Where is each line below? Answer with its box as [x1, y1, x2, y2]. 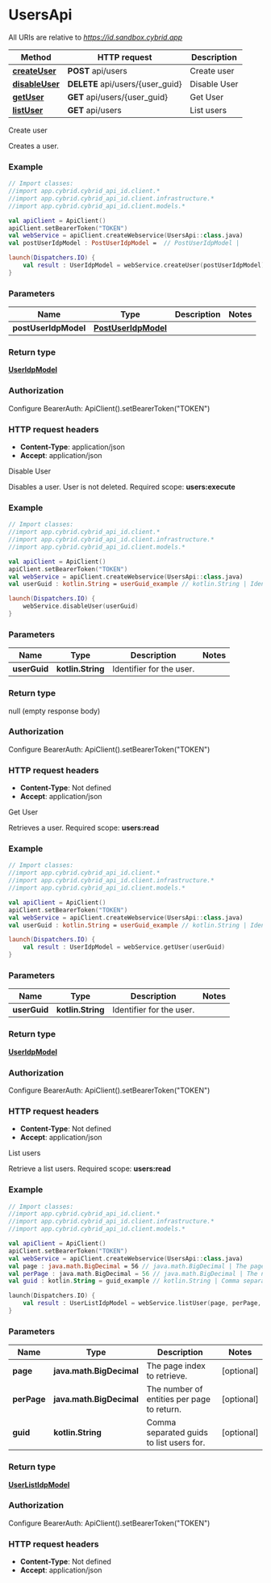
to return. [146, 1404, 181, 1415]
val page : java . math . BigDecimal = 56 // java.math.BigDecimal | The [8, 1262, 248, 1270]
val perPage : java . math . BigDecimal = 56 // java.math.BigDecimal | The [8, 1269, 258, 1278]
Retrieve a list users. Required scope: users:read [8, 1164, 172, 1173]
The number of [146, 1383, 203, 1395]
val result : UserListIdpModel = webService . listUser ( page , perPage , [23, 1299, 262, 1307]
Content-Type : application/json [19, 442, 125, 452]
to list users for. [146, 1437, 206, 1448]
